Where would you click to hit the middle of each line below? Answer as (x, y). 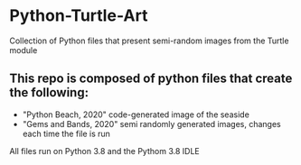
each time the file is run (66, 133)
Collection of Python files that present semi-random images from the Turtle (149, 41)
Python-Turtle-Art (79, 16)
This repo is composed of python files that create (151, 79)
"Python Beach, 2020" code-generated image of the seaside (136, 115)
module (24, 50)
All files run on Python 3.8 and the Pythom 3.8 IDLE (105, 151)
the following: (49, 92)
